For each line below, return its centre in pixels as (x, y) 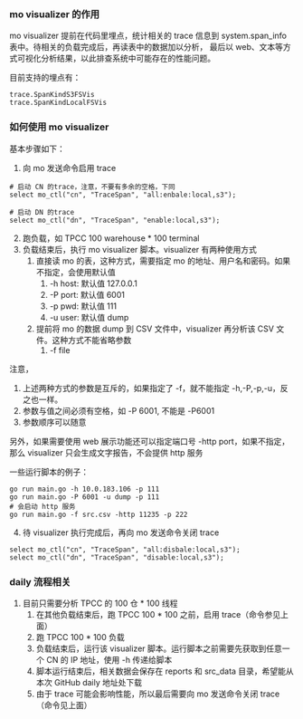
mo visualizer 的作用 (55, 14)
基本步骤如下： (37, 149)
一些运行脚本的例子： (49, 472)
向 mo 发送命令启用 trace (69, 168)
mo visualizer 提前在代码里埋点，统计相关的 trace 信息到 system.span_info (148, 36)
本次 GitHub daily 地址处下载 (89, 682)
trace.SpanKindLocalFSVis (58, 103)
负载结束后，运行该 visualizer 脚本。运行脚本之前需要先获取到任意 (159, 648)
